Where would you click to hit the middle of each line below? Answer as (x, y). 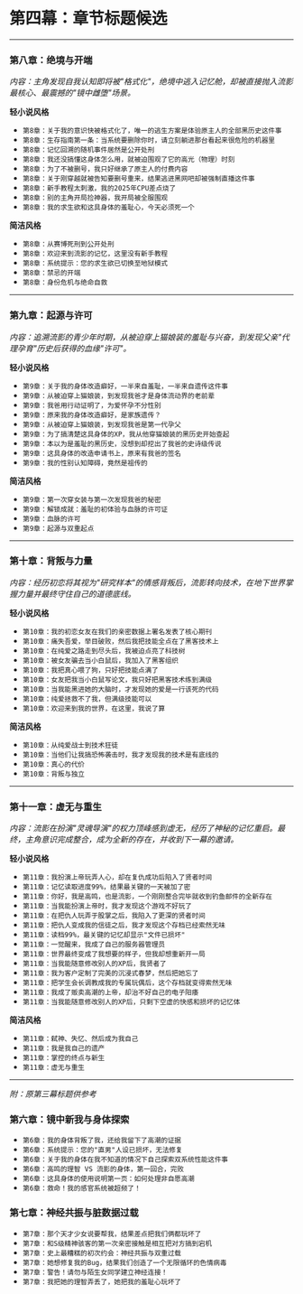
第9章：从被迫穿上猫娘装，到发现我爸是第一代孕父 (102, 424)
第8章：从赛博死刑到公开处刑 (68, 245)
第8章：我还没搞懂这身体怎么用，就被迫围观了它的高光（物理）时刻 (129, 160)
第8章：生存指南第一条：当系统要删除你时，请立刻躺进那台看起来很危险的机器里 (148, 141)
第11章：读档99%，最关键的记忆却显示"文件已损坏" (104, 936)
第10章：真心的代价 (54, 764)
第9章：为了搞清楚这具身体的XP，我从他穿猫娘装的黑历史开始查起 (126, 434)
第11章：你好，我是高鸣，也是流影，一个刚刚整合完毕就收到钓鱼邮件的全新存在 (147, 897)
